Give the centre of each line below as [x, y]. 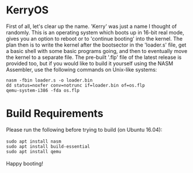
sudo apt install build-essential [48, 146]
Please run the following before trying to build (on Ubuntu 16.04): [84, 129]
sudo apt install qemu [34, 151]
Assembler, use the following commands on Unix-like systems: [82, 69]
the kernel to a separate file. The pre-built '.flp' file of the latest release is [94, 57]
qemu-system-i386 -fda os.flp [43, 90]
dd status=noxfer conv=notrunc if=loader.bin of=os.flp [75, 85]
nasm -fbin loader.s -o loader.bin [49, 80]
